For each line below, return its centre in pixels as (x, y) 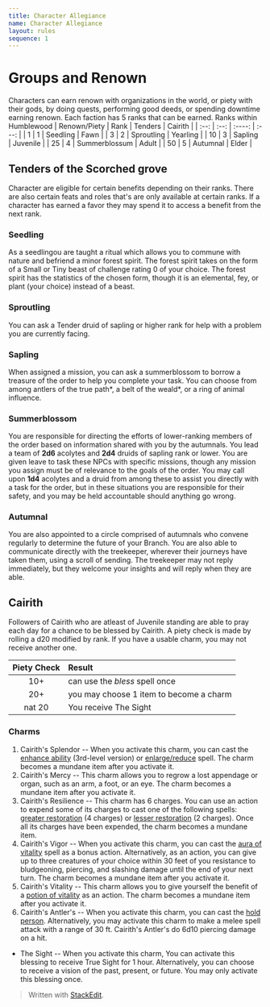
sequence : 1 (28, 38)
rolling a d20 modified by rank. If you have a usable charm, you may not (128, 639)
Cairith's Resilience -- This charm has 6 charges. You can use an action (139, 801)
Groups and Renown (78, 78)
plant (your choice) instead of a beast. (72, 286)
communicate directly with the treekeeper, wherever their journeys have (128, 551)
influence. (25, 397)
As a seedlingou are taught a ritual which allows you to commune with (125, 252)
